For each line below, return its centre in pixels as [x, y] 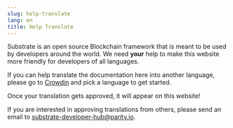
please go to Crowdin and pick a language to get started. [89, 83]
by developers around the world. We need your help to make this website [113, 54]
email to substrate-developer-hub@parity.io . [72, 117]
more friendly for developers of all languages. [73, 62]
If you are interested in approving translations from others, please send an [114, 110]
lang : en [20, 20]
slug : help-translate [39, 14]
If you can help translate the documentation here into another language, [111, 75]
